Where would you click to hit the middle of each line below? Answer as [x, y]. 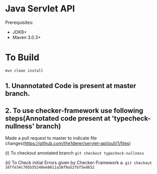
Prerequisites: [19, 22]
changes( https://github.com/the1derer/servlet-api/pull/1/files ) [68, 143]
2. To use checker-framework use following [74, 111]
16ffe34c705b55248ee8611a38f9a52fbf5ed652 [50, 168]
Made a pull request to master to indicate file [51, 138]
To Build [22, 57]
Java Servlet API [40, 9]
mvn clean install [24, 71]
